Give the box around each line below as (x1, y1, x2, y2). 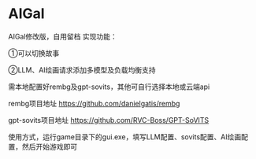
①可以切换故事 (8, 48, 60, 57)
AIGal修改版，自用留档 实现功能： (8, 31, 118, 41)
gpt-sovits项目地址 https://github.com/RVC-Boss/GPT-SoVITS (8, 115, 210, 124)
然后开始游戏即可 (21, 142, 77, 151)
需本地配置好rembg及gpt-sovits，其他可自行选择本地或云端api (8, 82, 210, 91)
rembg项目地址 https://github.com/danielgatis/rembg (8, 98, 180, 108)
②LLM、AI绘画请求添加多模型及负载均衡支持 (8, 65, 156, 75)
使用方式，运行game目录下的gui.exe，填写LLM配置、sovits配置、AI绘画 (8, 131, 242, 142)
